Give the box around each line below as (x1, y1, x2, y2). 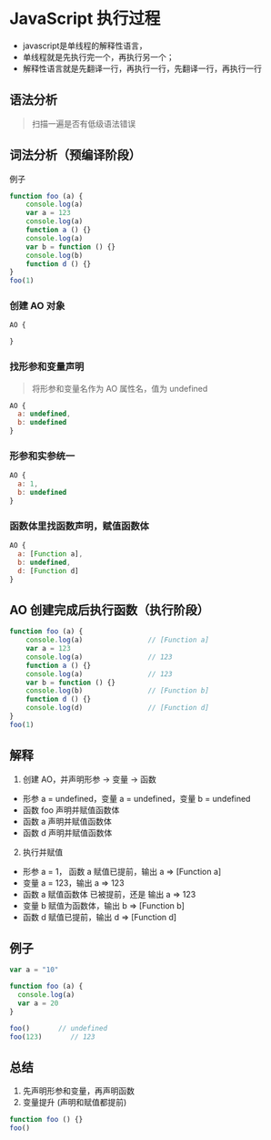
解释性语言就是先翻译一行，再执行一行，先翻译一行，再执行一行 (22, 63, 262, 74)
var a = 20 (17, 999, 59, 1008)
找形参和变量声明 (9, 361, 85, 374)
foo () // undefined (9, 1023, 107, 1032)
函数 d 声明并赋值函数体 (22, 827, 113, 838)
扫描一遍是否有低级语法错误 (31, 118, 136, 128)
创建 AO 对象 (9, 300, 65, 313)
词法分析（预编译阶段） (9, 148, 141, 163)
